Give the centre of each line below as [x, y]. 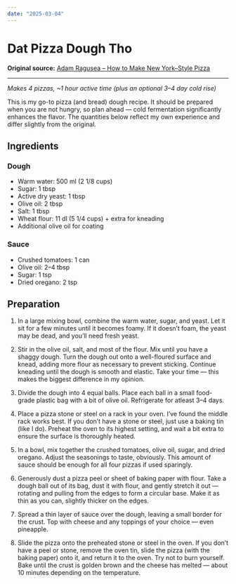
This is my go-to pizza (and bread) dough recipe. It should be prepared [110, 102]
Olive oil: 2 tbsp [40, 204]
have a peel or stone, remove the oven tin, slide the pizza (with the [114, 550]
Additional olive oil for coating [60, 226]
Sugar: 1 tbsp [37, 189]
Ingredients [33, 146]
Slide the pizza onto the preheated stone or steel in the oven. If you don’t [123, 543]
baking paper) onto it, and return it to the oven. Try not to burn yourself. [121, 558]
